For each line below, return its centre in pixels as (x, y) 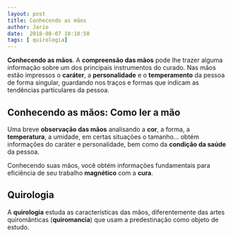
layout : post (26, 14)
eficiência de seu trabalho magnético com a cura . (80, 173)
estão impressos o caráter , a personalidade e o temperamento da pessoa (116, 75)
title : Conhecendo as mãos (47, 20)
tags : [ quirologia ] (38, 40)
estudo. (18, 227)
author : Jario (28, 27)
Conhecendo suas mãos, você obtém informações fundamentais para (109, 165)
